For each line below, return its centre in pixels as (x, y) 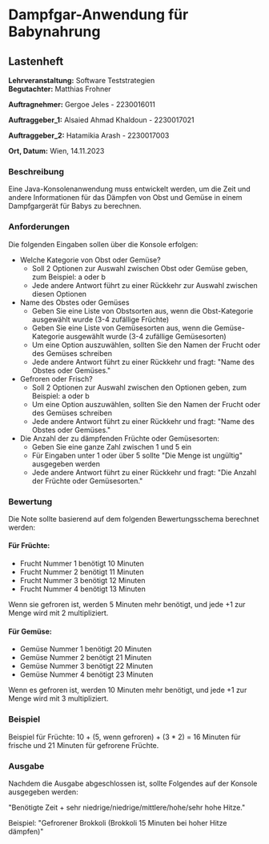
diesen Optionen (59, 294)
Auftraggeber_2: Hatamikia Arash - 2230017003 (89, 135)
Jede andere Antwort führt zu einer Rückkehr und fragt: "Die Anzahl (144, 472)
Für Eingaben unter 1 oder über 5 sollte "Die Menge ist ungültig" (137, 455)
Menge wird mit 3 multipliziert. (58, 698)
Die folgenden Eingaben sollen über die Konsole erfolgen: (103, 244)
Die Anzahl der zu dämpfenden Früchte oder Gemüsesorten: (120, 438)
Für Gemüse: (30, 631)
